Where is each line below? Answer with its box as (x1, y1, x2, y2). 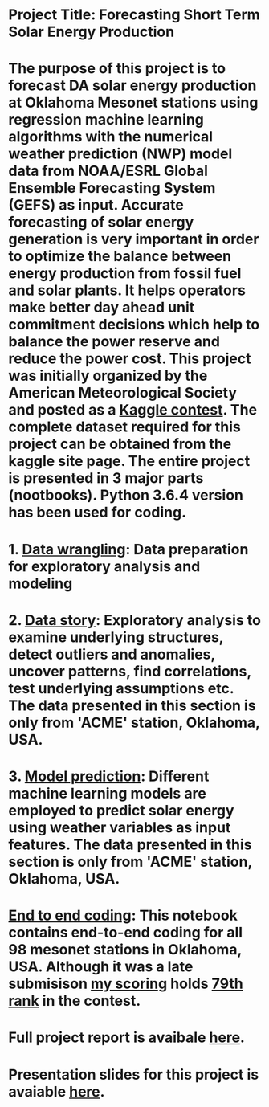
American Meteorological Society (8, 384, 238, 402)
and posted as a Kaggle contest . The (8, 401, 258, 419)
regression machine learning (8, 111, 205, 129)
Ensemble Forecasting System (8, 179, 216, 198)
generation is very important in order (8, 231, 259, 248)
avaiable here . (8, 1082, 105, 1101)
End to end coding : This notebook (8, 906, 238, 925)
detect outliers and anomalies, (8, 645, 215, 664)
